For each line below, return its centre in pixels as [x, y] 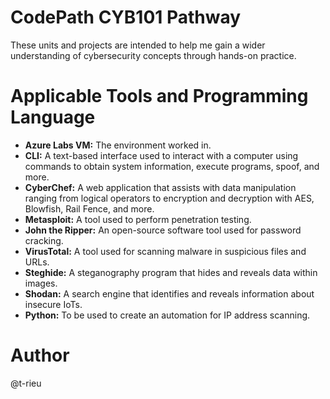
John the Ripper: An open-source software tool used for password [163, 230]
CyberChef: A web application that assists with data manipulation [160, 187]
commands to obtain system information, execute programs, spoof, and [172, 166]
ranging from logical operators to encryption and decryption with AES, [169, 198]
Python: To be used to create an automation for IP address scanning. [167, 315]
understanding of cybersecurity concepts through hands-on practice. [153, 55]
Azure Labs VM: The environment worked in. [118, 145]
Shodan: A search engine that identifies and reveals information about [169, 293]
